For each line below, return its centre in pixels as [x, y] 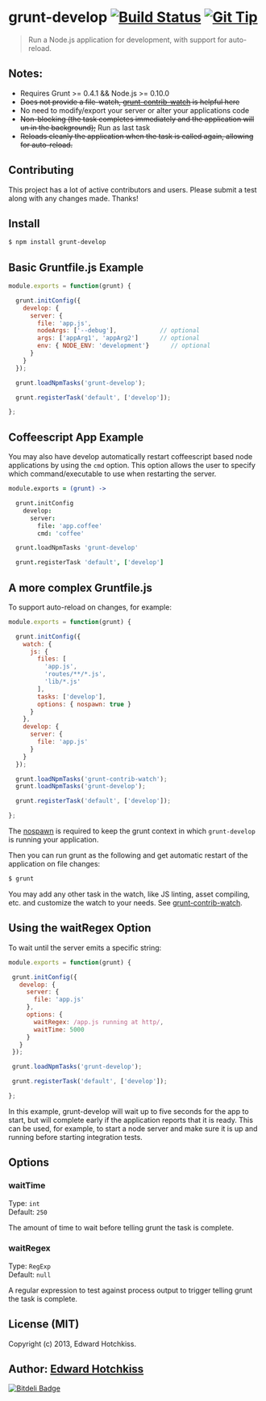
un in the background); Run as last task [85, 127]
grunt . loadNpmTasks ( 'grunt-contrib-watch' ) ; [91, 779]
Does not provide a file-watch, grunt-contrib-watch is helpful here [130, 102]
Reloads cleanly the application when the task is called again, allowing [137, 136]
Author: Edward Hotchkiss [76, 1369]
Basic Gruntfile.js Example [76, 267]
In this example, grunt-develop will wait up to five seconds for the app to [129, 1111]
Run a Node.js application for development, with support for [127, 40]
